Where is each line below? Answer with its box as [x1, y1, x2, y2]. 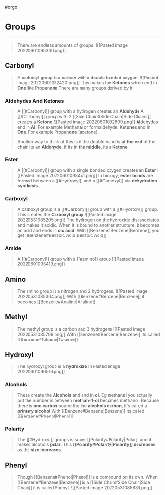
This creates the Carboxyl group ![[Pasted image [17, 211, 117, 217]
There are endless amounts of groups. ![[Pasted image [17, 42, 128, 48]
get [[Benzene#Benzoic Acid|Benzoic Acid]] [17, 233, 107, 238]
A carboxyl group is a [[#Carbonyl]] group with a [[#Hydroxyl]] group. [17, 206, 159, 212]
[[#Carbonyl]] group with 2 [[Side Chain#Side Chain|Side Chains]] [17, 114, 151, 120]
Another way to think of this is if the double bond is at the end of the [17, 139, 156, 145]
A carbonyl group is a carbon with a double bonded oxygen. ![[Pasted [17, 75, 159, 80]
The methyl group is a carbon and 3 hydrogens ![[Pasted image [17, 326, 146, 332]
